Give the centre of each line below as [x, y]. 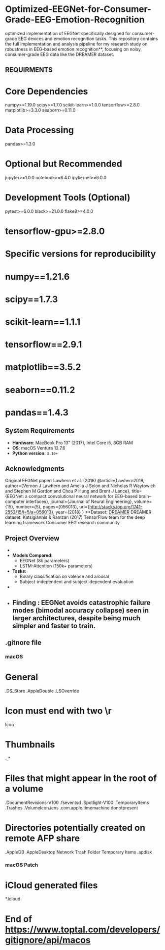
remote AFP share [43, 838]
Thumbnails [30, 744]
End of [19, 919]
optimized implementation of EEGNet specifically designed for [68, 33]
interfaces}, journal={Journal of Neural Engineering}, [80, 501]
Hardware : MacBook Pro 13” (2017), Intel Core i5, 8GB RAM [72, 443]
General [22, 677]
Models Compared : [32, 555]
